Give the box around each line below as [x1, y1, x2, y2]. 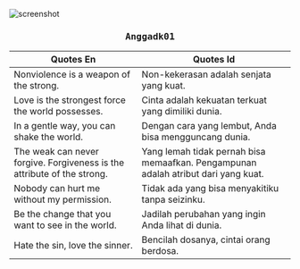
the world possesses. [13, 105, 104, 118]
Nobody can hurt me [13, 182, 101, 195]
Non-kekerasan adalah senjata [141, 68, 272, 80]
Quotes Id [192, 54, 236, 66]
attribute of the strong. [13, 168, 109, 181]
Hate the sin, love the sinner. [13, 240, 133, 252]
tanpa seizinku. [141, 193, 205, 206]
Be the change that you [13, 208, 112, 221]
